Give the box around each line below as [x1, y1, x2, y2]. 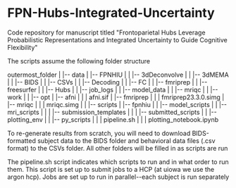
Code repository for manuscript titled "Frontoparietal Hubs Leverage [7, 28, 206, 37]
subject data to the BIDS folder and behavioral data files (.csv [37, 136, 216, 145]
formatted [7, 136, 37, 145]
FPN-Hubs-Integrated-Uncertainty [7, 5, 215, 21]
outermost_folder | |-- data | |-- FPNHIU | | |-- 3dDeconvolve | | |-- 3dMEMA [7, 70, 229, 79]
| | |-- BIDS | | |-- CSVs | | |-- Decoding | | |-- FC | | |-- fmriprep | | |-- [7, 77, 208, 86]
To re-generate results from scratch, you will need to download [7, 129, 191, 137]
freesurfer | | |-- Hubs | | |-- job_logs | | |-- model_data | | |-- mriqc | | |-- [7, 85, 218, 94]
